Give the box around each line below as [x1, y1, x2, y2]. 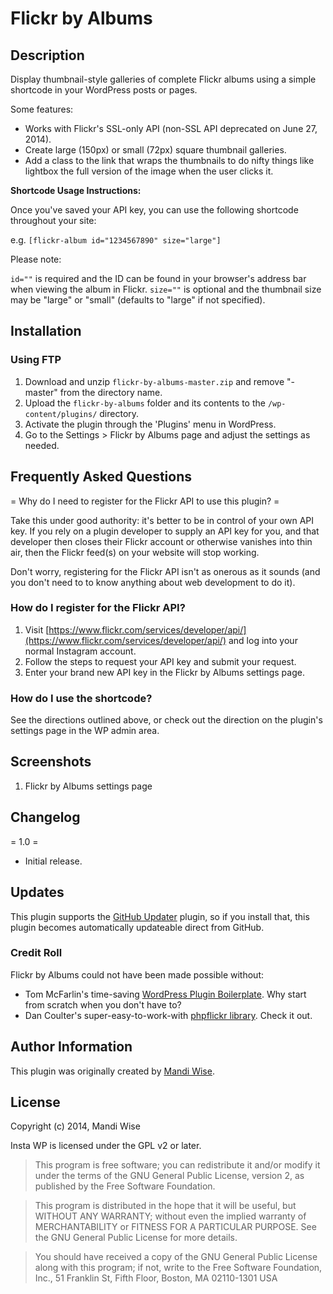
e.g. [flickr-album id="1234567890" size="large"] [10, 234, 222, 246]
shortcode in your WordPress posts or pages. [10, 84, 198, 96]
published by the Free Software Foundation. [34, 1180, 216, 1192]
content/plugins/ [24, 409, 98, 419]
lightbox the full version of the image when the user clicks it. [24, 165, 274, 177]
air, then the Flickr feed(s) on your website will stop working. [10, 546, 260, 558]
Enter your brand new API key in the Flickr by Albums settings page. [24, 666, 305, 678]
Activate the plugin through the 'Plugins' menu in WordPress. [24, 418, 277, 430]
